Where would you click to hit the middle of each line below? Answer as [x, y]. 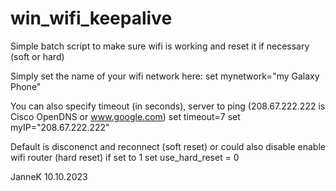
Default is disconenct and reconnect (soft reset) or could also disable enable [168, 146]
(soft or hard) [37, 56]
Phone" [26, 86]
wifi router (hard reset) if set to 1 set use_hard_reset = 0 [125, 157]
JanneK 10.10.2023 [49, 176]
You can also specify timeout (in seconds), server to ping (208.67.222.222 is [168, 106]
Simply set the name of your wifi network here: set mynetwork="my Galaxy [165, 76]
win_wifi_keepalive [91, 18]
